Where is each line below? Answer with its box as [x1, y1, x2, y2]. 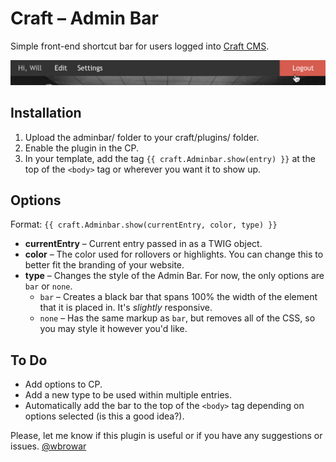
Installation [10, 105, 82, 122]
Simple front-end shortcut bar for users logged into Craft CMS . [10, 40, 270, 52]
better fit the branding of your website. [24, 259, 185, 271]
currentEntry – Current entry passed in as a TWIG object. [24, 238, 263, 250]
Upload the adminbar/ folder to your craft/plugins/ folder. [24, 131, 260, 143]
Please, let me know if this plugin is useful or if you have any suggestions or [10, 430, 323, 442]
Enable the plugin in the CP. [24, 142, 140, 154]
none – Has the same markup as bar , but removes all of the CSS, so [39, 312, 316, 324]
